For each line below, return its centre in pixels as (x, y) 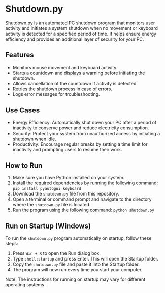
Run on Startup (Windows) (48, 226)
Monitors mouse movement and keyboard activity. (65, 67)
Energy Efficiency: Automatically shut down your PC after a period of (85, 122)
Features (20, 55)
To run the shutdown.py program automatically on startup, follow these (78, 238)
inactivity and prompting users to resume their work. (68, 149)
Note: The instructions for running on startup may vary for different (75, 279)
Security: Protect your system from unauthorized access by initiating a (86, 133)
